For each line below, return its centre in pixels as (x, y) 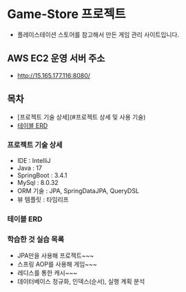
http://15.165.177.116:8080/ (54, 75)
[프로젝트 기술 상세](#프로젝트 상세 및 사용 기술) (81, 117)
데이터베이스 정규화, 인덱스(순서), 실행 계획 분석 (81, 282)
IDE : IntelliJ (34, 160)
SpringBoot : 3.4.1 (42, 175)
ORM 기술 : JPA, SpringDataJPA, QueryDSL (78, 191)
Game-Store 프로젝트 (66, 14)
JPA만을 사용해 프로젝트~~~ (55, 255)
